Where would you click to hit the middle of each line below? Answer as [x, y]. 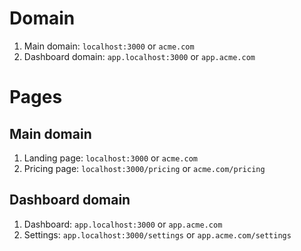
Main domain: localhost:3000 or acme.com [109, 46]
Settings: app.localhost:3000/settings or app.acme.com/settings [157, 234]
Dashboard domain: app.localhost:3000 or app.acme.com [139, 56]
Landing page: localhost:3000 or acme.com [110, 158]
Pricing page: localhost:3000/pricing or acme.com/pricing [144, 168]
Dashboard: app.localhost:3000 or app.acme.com [123, 224]
